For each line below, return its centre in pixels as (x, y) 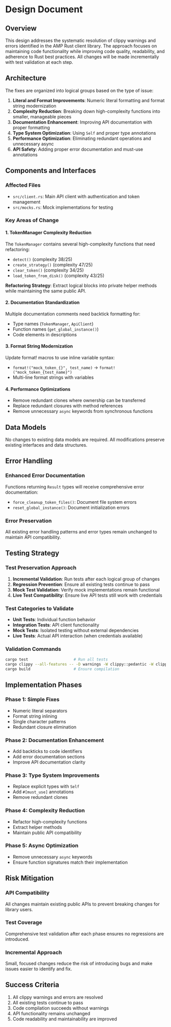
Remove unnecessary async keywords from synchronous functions (83, 411)
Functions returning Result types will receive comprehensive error (75, 486)
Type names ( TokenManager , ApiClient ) (53, 324)
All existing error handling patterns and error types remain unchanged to (81, 532)
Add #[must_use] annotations (43, 792)
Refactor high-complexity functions (50, 822)
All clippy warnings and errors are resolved (58, 997)
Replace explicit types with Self (46, 787)
